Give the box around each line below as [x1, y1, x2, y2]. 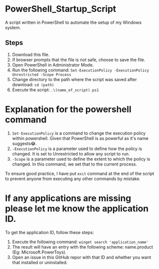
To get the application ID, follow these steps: [5, 229, 94, 235]
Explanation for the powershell [5, 103, 132, 115]
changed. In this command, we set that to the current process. [12, 161, 137, 167]
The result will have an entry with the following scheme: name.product [12, 244, 153, 250]
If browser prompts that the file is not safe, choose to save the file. [12, 57, 145, 63]
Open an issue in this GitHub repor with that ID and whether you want [12, 254, 152, 260]
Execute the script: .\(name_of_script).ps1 [12, 86, 99, 93]
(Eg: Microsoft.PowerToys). [12, 249, 67, 255]
